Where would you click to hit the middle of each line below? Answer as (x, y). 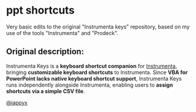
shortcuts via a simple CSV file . (45, 91)
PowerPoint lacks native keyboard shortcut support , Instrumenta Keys (94, 78)
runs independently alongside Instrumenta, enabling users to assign (90, 85)
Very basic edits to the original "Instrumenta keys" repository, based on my (98, 27)
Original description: (45, 52)
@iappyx (17, 103)
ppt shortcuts (41, 10)
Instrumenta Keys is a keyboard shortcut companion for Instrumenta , (91, 66)
